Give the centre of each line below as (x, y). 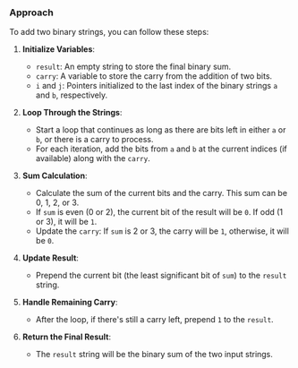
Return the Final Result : (67, 337)
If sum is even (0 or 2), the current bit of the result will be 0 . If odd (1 (159, 212)
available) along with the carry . (93, 158)
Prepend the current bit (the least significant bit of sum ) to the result (161, 276)
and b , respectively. (72, 95)
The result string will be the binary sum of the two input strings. (154, 355)
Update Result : (50, 258)
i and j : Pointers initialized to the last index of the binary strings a (157, 86)
